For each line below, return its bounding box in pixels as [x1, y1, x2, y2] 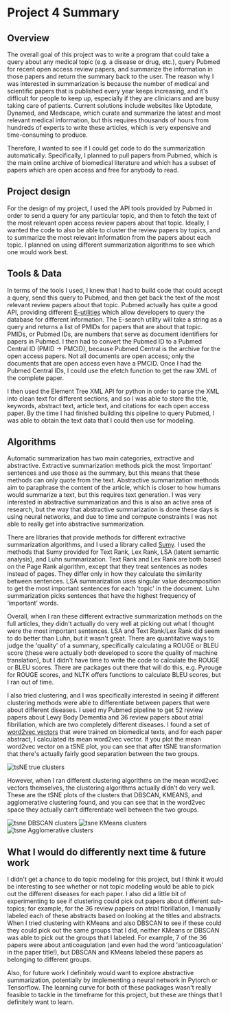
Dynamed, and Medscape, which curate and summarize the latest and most [7, 109, 221, 117]
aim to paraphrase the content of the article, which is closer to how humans [7, 483, 221, 492]
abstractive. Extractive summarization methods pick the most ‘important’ [7, 462, 213, 470]
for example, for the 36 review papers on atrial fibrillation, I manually [27, 904, 221, 913]
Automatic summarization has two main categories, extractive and [7, 454, 194, 463]
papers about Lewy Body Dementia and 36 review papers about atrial [7, 713, 204, 722]
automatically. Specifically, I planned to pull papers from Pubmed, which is [7, 151, 218, 159]
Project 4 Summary [7, 5, 120, 21]
